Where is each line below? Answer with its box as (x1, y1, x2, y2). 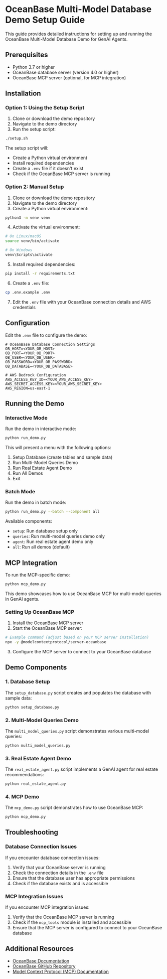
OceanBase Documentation (12, 957, 70, 964)
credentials (12, 304, 36, 310)
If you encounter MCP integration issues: (5, 904, 90, 910)
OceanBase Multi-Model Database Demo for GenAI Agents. (5, 36, 128, 42)
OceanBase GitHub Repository (12, 963, 76, 969)
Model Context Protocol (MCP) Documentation (12, 968, 109, 974)
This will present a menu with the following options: (5, 445, 111, 451)
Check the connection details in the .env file (12, 870, 104, 876)
